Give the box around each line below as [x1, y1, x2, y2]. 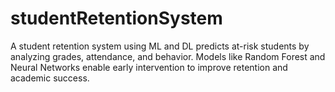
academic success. [10, 72, 90, 84]
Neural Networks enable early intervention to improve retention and [10, 61, 288, 73]
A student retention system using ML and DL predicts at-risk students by [10, 40, 310, 52]
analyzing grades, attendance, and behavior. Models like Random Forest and [10, 50, 326, 62]
